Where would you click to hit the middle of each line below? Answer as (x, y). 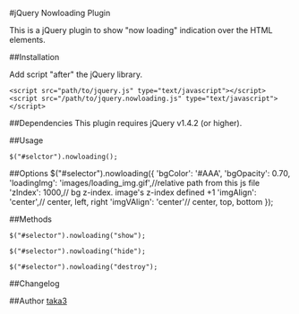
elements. (28, 40)
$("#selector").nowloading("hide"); (77, 251)
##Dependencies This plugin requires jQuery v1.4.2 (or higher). (126, 123)
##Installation (34, 57)
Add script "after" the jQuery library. (76, 74)
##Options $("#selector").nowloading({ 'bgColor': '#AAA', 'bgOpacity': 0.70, (150, 173)
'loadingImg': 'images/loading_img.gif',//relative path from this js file (135, 183)
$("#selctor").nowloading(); (64, 157)
